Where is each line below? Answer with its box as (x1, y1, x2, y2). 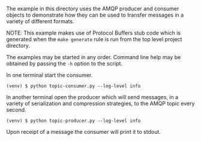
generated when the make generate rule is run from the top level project (6, 36, 182, 42)
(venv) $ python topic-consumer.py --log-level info (6, 83, 141, 89)
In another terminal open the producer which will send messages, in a (6, 94, 179, 100)
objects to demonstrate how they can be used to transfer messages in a (6, 11, 184, 19)
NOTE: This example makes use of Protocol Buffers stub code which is (6, 29, 181, 36)
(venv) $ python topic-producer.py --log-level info (6, 118, 141, 124)
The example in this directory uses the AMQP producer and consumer (6, 5, 179, 12)
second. (6, 106, 26, 113)
